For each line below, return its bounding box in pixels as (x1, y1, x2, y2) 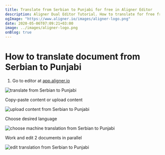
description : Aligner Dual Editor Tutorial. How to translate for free (5, 12, 155, 17)
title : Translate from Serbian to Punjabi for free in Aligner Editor (5, 7, 153, 12)
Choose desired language (5, 116, 57, 122)
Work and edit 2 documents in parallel (5, 134, 82, 140)
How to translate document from (5, 51, 140, 62)
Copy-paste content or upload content (5, 97, 83, 103)
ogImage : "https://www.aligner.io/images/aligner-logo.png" (5, 16, 131, 21)
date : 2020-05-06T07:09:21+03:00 (5, 21, 74, 26)
